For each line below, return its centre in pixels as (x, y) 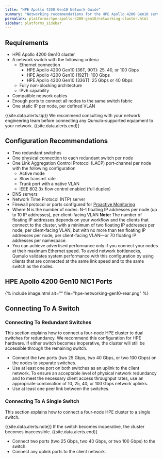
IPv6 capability (34, 91)
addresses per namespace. (39, 240)
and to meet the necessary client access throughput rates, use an (78, 378)
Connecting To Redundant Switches (48, 322)
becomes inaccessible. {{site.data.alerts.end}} (51, 432)
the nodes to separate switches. (44, 363)
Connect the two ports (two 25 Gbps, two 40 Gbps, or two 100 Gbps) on (84, 358)
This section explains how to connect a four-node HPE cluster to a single (78, 412)
